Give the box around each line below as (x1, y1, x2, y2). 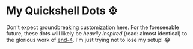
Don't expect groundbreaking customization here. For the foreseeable (6, 24, 179, 31)
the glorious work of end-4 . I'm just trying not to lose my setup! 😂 (6, 36, 171, 43)
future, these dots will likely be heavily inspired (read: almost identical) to (6, 30, 188, 37)
